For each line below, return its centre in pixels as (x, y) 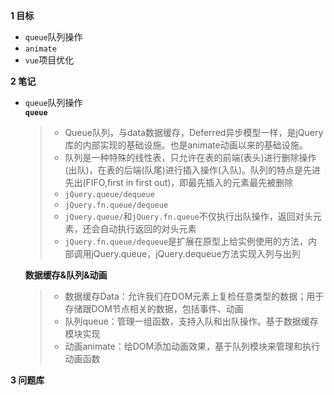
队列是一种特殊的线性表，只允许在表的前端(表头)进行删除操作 (190, 157)
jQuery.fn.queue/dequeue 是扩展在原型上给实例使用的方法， (186, 241)
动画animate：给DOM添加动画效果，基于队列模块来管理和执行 (192, 346)
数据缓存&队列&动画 (66, 275)
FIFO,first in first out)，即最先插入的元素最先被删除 (189, 182)
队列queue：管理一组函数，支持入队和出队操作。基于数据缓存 (191, 321)
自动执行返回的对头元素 (148, 228)
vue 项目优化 (49, 60)
